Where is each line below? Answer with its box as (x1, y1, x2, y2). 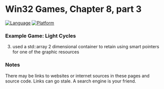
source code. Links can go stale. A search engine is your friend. (5, 78, 136, 84)
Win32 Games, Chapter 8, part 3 (5, 3, 142, 15)
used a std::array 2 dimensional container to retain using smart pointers (12, 44, 160, 50)
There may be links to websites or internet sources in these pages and (5, 73, 150, 79)
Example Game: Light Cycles (5, 32, 76, 39)
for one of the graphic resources (12, 49, 80, 55)
